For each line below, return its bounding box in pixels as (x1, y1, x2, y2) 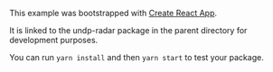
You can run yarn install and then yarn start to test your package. (9, 52, 264, 62)
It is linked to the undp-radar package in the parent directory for (9, 25, 248, 35)
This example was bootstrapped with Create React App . (9, 8, 218, 18)
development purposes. (9, 35, 99, 45)
